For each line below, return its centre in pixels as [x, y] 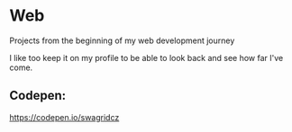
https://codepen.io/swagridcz [64, 117]
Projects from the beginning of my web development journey [122, 40]
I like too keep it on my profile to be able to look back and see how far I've [146, 57]
